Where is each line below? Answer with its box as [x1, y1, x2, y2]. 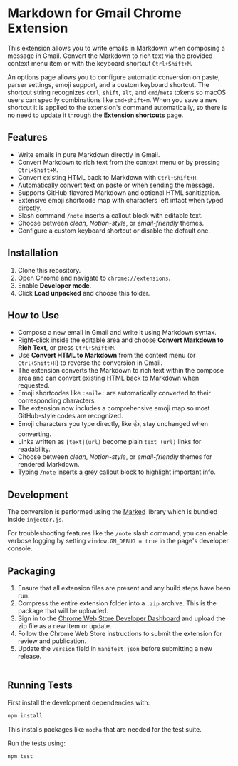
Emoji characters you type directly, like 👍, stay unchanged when [17, 420, 209, 428]
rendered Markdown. [17, 460, 80, 469]
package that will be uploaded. [17, 607, 109, 615]
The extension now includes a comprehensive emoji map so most [17, 404, 210, 413]
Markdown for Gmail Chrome [7, 5, 182, 21]
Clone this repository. [17, 266, 81, 274]
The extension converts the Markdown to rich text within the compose [17, 366, 224, 375]
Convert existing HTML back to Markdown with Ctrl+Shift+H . [17, 173, 198, 181]
